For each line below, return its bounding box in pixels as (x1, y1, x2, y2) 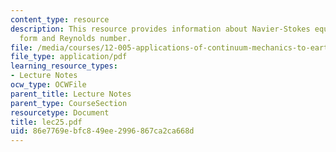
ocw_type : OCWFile (10, 80, 87, 90)
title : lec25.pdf (10, 117, 83, 127)
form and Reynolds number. (19, 33, 132, 43)
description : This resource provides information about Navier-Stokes (10, 24, 311, 34)
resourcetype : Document (10, 107, 110, 118)
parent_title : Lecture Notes (10, 89, 132, 99)
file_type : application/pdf (10, 52, 128, 62)
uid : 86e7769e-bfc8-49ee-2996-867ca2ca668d (10, 126, 195, 136)
